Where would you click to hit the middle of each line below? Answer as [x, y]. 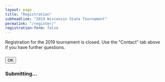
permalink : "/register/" [31, 23]
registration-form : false [32, 28]
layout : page [19, 10]
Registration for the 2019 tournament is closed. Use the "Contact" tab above [83, 42]
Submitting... [21, 74]
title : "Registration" [28, 14]
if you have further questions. [35, 47]
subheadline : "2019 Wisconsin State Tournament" [56, 19]
